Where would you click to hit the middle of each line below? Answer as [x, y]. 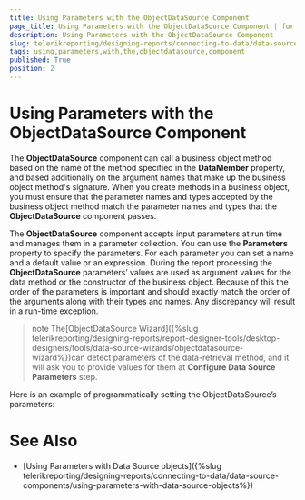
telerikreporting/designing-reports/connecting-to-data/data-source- [151, 475]
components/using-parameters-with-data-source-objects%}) [138, 485]
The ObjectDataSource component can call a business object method [141, 158]
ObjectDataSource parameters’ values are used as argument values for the [151, 272]
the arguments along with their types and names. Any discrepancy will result [152, 301]
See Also [44, 441]
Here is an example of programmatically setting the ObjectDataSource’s [143, 394]
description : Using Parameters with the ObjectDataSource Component [142, 35]
